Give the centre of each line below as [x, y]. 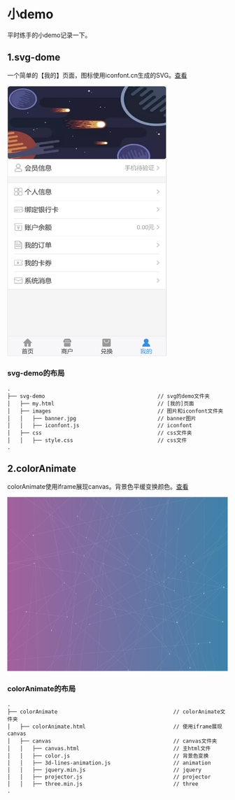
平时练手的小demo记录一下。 [49, 35]
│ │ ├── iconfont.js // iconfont [100, 426]
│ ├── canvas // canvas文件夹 [112, 741]
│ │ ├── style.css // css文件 [97, 441]
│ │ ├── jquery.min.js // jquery [104, 770]
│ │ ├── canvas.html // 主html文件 [109, 749]
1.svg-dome [34, 58]
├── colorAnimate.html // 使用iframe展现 [121, 727]
